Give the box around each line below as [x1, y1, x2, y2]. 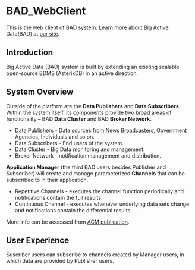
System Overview [6, 87, 74, 97]
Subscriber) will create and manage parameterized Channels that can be [6, 169, 185, 177]
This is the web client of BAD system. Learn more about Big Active [6, 24, 169, 31]
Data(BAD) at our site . [6, 30, 60, 37]
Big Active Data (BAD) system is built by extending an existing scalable [6, 63, 180, 70]
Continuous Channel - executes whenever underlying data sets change [14, 200, 190, 208]
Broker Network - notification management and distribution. [14, 152, 162, 159]
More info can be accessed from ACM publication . [6, 218, 130, 225]
